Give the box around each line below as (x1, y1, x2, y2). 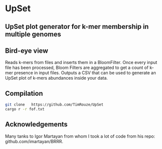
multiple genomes (5, 30, 61, 38)
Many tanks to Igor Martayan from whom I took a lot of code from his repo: (5, 133, 155, 139)
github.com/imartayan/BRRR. (5, 138, 63, 144)
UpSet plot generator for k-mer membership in (5, 22, 149, 31)
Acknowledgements (5, 120, 68, 128)
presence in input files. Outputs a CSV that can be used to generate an (14, 70, 156, 76)
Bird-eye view (5, 46, 48, 55)
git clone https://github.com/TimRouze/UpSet (5, 102, 104, 107)
